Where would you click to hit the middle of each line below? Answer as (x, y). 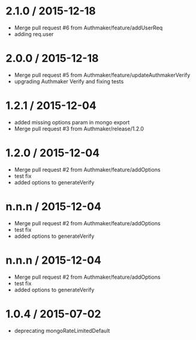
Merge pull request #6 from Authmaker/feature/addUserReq (88, 28)
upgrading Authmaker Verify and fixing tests (69, 81)
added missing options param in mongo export (72, 122)
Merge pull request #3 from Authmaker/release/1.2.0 (79, 129)
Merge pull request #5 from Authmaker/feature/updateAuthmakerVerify (102, 75)
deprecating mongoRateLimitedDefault (62, 330)
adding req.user (34, 34)
